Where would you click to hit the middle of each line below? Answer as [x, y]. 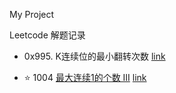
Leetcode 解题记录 [47, 35]
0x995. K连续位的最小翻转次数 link [94, 56]
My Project [32, 14]
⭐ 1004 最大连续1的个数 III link [85, 77]
